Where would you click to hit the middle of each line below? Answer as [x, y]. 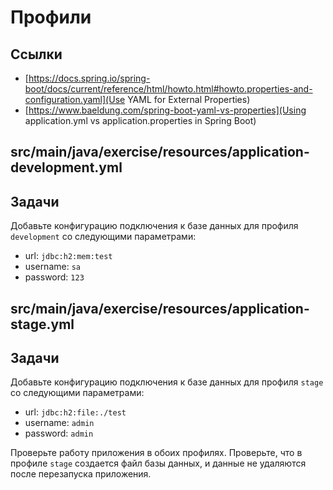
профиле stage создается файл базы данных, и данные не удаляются [158, 463]
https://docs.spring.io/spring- [89, 78]
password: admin [59, 433]
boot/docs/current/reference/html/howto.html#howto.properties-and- [168, 89]
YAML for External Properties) [189, 99]
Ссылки [36, 54]
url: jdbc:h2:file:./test [75, 412]
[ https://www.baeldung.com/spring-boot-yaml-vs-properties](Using [165, 110]
